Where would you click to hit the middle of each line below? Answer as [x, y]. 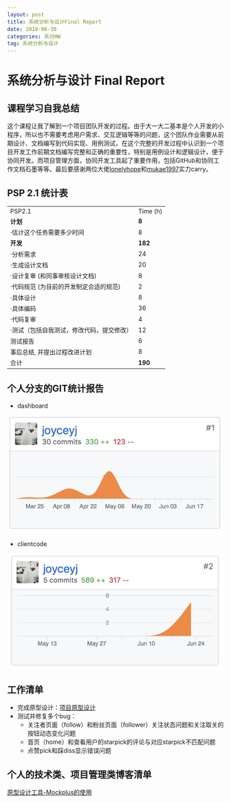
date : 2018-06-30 [32, 29]
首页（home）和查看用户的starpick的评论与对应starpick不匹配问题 [121, 742]
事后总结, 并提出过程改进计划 [51, 352]
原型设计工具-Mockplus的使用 [49, 792]
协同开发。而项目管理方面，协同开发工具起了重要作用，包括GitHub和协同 [110, 160]
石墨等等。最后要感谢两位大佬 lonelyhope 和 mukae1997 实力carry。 [119, 169]
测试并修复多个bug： [47, 716]
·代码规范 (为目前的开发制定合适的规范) [65, 286]
